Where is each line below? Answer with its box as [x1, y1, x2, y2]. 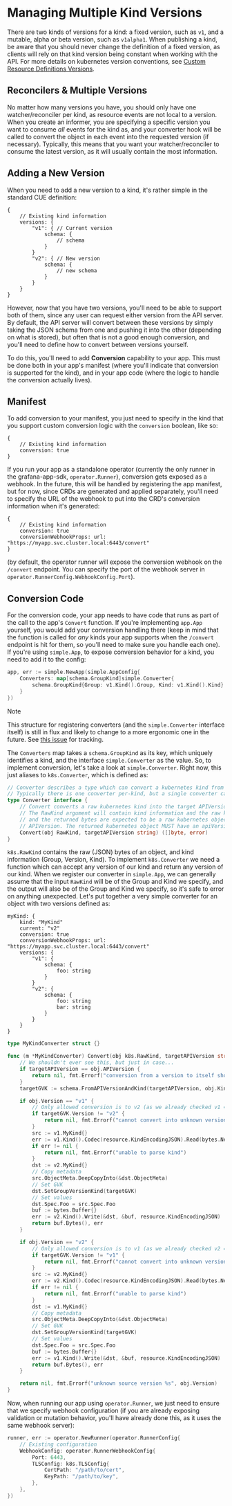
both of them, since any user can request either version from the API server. [7, 310, 224, 319]
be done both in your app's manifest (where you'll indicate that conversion [7, 361, 219, 369]
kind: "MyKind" [19, 919, 64, 926]
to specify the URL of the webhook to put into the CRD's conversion [7, 495, 200, 503]
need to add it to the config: [7, 655, 86, 664]
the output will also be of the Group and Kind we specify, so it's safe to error [7, 885, 224, 893]
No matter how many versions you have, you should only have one [7, 103, 197, 112]
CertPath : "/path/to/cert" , [43, 1467, 126, 1473]
